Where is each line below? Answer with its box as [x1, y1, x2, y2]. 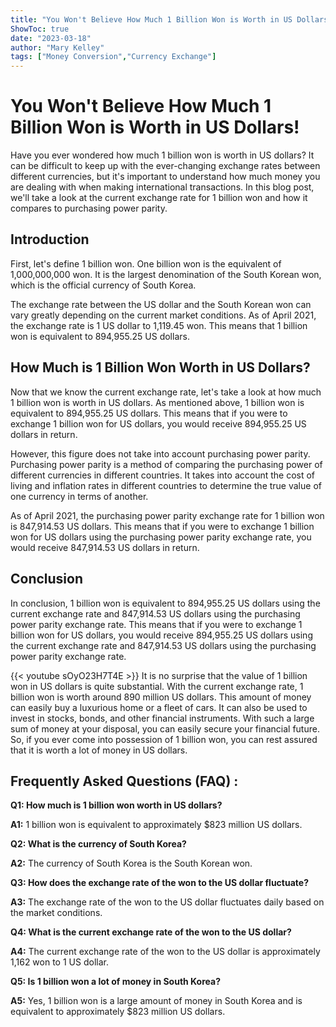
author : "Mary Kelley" [10, 42, 105, 53]
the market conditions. [10, 907, 103, 919]
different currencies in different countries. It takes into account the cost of [10, 469, 316, 481]
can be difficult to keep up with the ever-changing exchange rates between [10, 160, 321, 172]
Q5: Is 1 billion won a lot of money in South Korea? [10, 976, 221, 988]
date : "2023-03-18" [10, 33, 92, 43]
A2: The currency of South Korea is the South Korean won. [10, 857, 253, 870]
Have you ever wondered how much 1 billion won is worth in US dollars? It [10, 149, 315, 161]
